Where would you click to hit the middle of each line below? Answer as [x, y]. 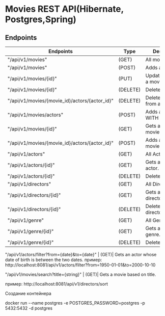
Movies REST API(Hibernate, [64, 9]
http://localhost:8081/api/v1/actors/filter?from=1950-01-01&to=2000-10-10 [80, 265]
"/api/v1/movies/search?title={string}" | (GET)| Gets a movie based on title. [81, 274]
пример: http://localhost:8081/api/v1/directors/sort [56, 284]
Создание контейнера [28, 293]
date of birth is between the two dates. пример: [54, 260]
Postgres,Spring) [41, 19]
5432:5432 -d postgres [29, 308]
